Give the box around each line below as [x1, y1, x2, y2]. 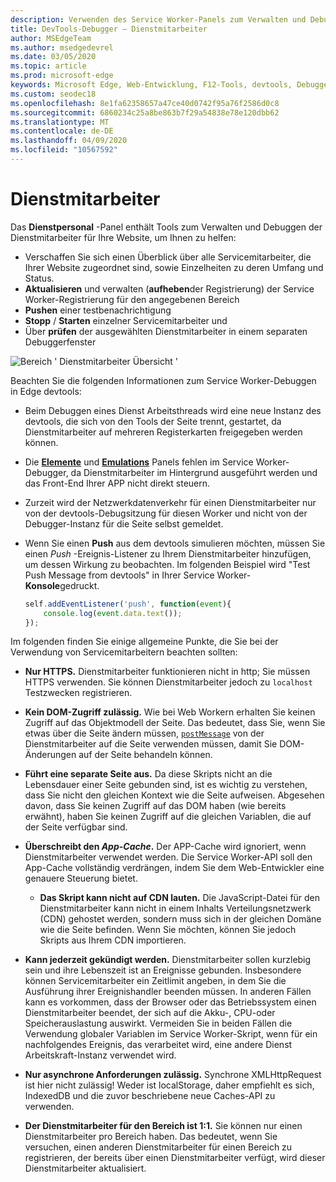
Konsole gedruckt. [24, 579, 100, 591]
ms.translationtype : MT [10, 117, 110, 127]
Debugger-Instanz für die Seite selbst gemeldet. [24, 517, 224, 530]
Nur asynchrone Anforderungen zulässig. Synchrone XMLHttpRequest [24, 1069, 322, 1081]
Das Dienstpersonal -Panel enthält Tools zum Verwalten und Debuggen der [10, 221, 323, 233]
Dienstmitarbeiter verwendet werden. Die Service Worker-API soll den [24, 851, 313, 863]
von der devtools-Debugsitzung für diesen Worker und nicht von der [24, 507, 308, 519]
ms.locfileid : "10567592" [10, 145, 118, 155]
